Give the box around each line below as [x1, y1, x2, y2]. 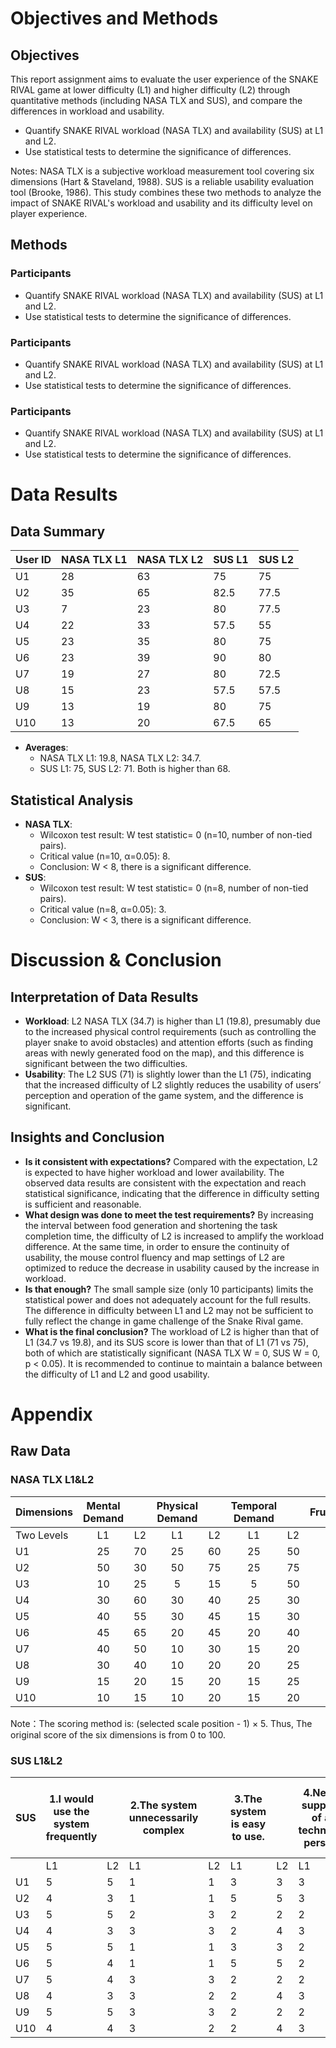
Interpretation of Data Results [10, 988, 199, 1006]
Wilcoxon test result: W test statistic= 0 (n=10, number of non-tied [39, 829, 313, 841]
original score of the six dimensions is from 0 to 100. [10, 1728, 226, 1741]
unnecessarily [128, 1811, 199, 1825]
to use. [231, 1830, 265, 1844]
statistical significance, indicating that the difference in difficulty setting [24, 1187, 320, 1199]
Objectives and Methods [10, 7, 219, 30]
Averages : [24, 742, 69, 754]
